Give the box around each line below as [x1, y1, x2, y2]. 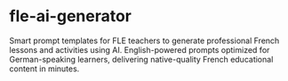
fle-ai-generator [9, 6, 132, 26]
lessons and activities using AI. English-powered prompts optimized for [9, 44, 270, 55]
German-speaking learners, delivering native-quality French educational [9, 54, 274, 64]
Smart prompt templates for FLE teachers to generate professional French [9, 35, 280, 46]
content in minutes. [9, 63, 80, 74]
